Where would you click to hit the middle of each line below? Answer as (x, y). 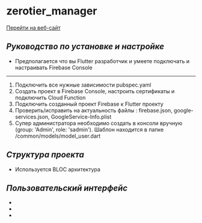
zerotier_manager (52, 11)
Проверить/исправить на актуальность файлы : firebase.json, (93, 110)
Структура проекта (45, 155)
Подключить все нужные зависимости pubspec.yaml (83, 85)
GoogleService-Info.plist (81, 117)
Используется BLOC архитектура (58, 169)
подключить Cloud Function (50, 97)
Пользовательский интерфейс (67, 188)
